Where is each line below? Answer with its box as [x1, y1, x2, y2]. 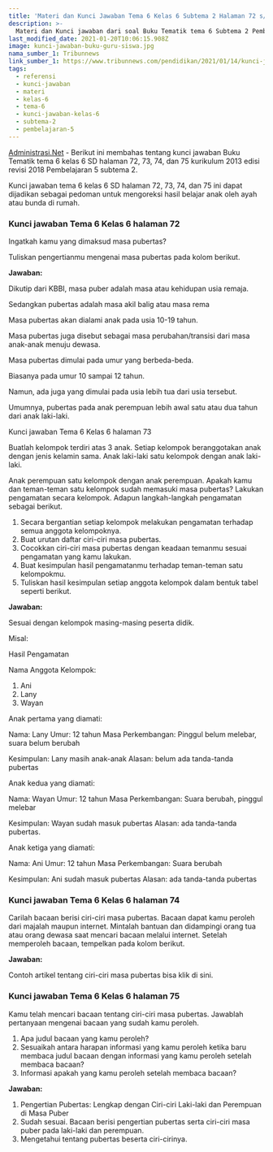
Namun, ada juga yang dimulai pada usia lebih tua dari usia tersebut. [8, 387, 238, 396]
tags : [8, 65, 27, 73]
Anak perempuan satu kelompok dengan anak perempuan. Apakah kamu [8, 476, 253, 486]
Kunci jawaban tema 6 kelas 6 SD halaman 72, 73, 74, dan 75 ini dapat [8, 180, 243, 190]
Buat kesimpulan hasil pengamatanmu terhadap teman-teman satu [19, 561, 244, 570]
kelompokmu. [19, 570, 67, 579]
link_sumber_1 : [8, 58, 60, 66]
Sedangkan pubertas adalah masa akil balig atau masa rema [8, 300, 210, 310]
